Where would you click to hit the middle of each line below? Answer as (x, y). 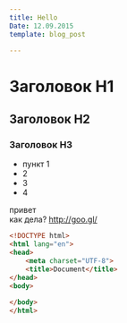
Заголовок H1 (62, 86)
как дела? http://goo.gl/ (54, 219)
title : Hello (34, 17)
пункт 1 (36, 164)
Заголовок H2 (50, 119)
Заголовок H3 (41, 144)
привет (23, 210)
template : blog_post (48, 34)
